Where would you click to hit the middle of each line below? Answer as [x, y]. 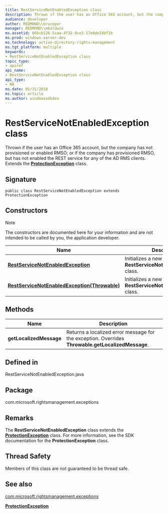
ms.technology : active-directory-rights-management [60, 43]
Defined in [22, 362]
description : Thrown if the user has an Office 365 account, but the [79, 15]
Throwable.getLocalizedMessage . [107, 345]
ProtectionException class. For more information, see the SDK [69, 435]
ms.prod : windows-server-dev [35, 38]
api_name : [15, 71]
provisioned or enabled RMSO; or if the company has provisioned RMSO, [80, 153]
